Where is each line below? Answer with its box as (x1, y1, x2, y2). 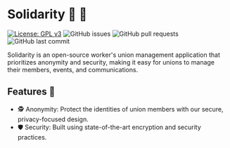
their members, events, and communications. (7, 65, 139, 74)
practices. (17, 133, 47, 141)
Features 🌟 (7, 86, 56, 97)
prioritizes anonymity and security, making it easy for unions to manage (7, 58, 215, 66)
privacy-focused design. (17, 115, 89, 123)
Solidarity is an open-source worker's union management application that (7, 51, 220, 59)
